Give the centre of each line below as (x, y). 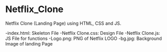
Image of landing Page (29, 43)
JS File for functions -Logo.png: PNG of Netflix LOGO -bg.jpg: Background (84, 38)
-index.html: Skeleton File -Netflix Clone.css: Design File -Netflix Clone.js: (83, 33)
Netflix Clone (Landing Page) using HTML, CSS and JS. (63, 23)
